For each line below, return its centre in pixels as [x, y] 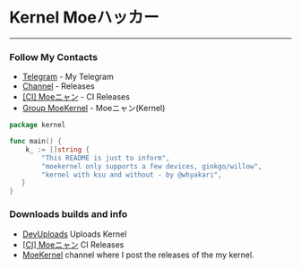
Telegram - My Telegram [68, 77]
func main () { [36, 142]
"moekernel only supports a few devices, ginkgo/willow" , [152, 166]
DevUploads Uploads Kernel [74, 234]
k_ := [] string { [58, 149]
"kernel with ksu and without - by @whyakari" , [132, 175]
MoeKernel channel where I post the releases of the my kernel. [138, 255]
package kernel [38, 126]
